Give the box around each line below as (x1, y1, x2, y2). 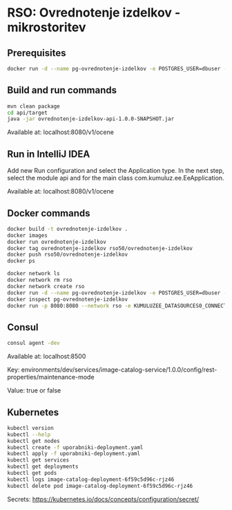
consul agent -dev (7, 340, 60, 347)
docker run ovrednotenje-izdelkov (7, 238, 107, 245)
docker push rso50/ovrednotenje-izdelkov (7, 251, 128, 258)
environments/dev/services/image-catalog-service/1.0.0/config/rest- (21, 366, 217, 374)
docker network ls (7, 270, 60, 277)
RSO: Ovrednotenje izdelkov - (7, 5, 181, 21)
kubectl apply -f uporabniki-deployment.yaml (7, 451, 140, 457)
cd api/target (7, 109, 48, 116)
